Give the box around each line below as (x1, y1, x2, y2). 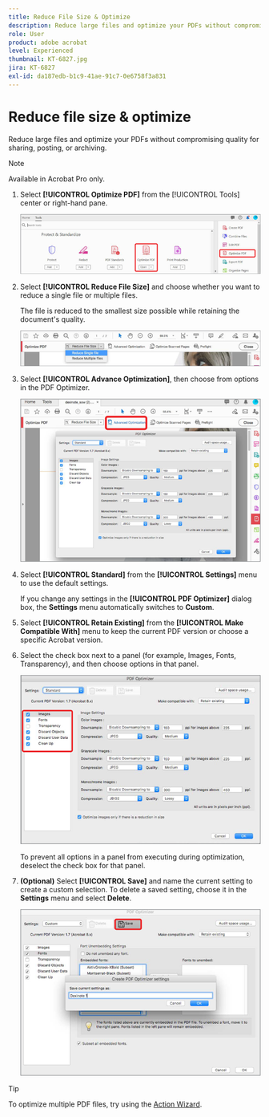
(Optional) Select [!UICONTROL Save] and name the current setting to (19, 875, 254, 886)
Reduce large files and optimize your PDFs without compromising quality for (8, 134, 259, 144)
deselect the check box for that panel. (19, 860, 146, 870)
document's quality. (19, 314, 86, 324)
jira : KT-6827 (8, 64, 56, 72)
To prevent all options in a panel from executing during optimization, (19, 851, 245, 862)
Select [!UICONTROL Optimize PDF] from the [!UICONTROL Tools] (19, 189, 240, 199)
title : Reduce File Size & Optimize (8, 13, 130, 21)
